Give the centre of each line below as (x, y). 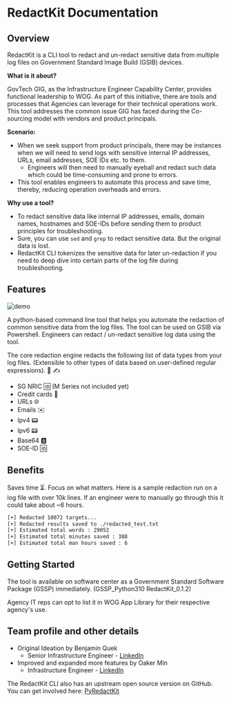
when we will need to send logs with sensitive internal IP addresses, (114, 153)
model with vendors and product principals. (95, 118)
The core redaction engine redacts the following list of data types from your (115, 355)
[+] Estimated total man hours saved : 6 (68, 543)
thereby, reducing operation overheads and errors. (89, 189)
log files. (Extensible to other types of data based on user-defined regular (112, 362)
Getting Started (41, 565)
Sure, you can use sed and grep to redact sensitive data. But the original (119, 238)
